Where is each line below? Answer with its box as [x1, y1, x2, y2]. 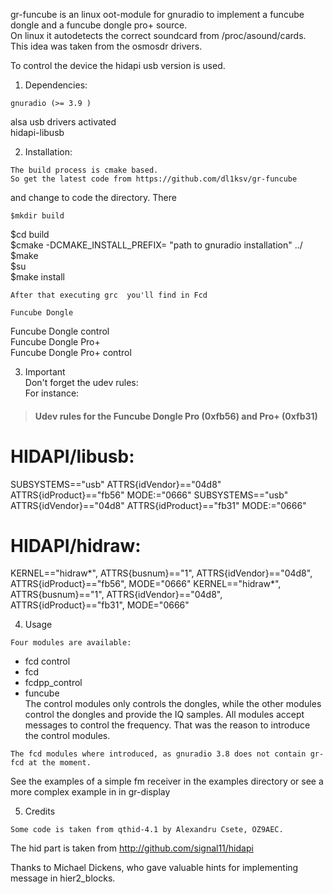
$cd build [10, 229, 50, 240]
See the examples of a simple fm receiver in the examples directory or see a [10, 775, 324, 788]
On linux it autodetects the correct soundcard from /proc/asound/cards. [10, 30, 307, 41]
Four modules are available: [10, 638, 132, 648]
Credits [24, 805, 56, 818]
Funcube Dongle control [10, 325, 110, 337]
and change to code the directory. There [10, 192, 177, 203]
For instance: [24, 387, 80, 399]
